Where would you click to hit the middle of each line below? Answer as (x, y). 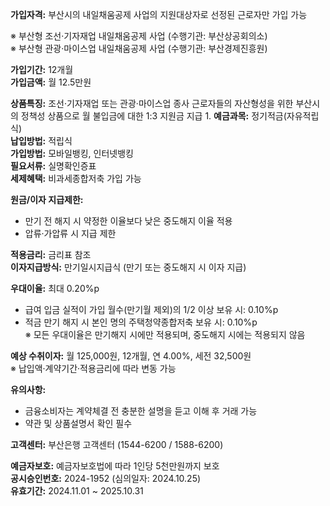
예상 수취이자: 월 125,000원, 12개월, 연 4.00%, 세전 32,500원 (131, 356)
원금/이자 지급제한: (47, 199)
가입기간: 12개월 (42, 69)
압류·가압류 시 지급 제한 (70, 233)
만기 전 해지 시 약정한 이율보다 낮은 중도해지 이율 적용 (128, 221)
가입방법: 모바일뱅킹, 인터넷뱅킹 (72, 153)
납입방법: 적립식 (41, 141)
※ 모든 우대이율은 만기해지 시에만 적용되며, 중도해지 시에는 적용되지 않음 (165, 334)
